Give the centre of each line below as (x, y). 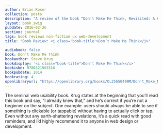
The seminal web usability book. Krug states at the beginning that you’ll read (81, 95)
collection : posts (24, 14)
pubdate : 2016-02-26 (26, 28)
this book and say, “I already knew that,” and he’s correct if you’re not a (76, 100)
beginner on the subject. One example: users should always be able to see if (81, 105)
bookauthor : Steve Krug (29, 59)
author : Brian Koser (26, 9)
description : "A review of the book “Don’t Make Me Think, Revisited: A (80, 18)
